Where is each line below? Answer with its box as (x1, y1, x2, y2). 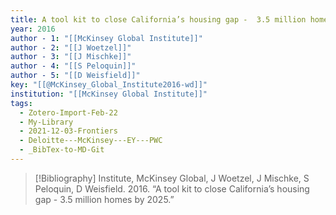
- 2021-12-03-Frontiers (19, 126, 118, 136)
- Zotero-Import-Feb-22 (19, 107, 118, 118)
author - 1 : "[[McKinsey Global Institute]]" (10, 33, 203, 43)
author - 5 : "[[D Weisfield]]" (10, 71, 141, 81)
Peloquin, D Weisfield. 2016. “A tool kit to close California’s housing (34, 182, 310, 195)
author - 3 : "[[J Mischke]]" (10, 52, 132, 62)
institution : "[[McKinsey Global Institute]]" (10, 89, 208, 99)
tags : (10, 98, 33, 108)
